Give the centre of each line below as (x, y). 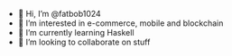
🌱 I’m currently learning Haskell (76, 32)
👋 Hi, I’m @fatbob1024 (59, 14)
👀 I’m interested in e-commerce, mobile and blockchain (121, 23)
